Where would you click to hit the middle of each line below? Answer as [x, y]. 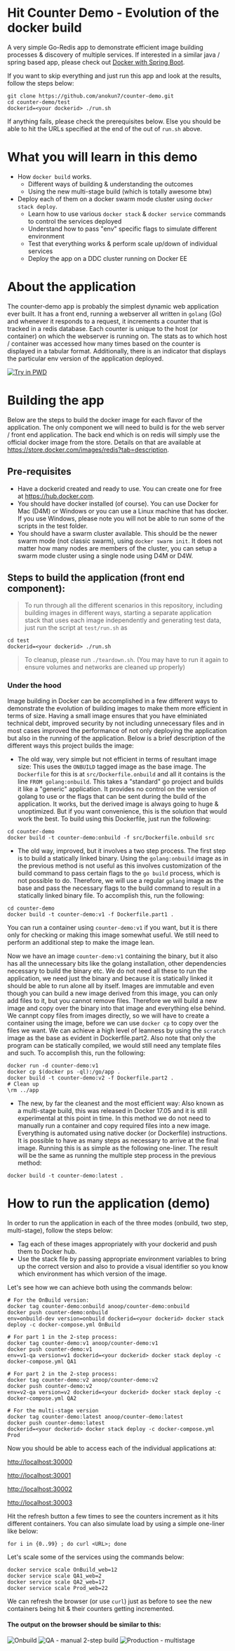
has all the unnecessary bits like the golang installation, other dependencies [117, 963]
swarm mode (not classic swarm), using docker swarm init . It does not [120, 541]
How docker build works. [54, 176]
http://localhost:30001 [39, 1475]
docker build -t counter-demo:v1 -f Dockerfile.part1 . [90, 914]
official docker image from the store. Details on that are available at [104, 442]
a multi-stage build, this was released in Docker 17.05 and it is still [112, 1110]
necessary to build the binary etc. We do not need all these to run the [107, 971]
